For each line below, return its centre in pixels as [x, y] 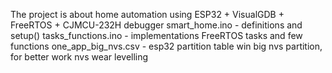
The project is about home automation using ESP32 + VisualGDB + [147, 14]
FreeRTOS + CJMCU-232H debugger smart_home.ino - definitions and [156, 25]
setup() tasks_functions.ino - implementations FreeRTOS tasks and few [156, 35]
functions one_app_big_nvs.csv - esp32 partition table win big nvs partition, [166, 46]
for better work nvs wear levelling [79, 57]
